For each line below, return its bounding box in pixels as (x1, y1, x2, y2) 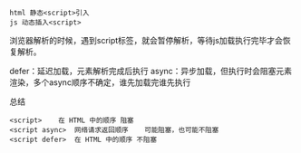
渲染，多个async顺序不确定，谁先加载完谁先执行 (9, 77, 191, 88)
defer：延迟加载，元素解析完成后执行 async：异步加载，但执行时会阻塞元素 (9, 66, 293, 76)
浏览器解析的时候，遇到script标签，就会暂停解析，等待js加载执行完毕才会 (9, 35, 284, 45)
